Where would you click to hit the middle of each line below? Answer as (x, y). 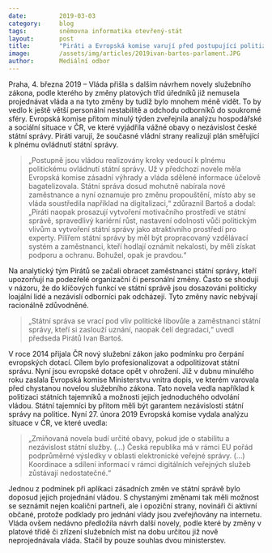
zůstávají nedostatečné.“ (70, 473)
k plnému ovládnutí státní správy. (64, 144)
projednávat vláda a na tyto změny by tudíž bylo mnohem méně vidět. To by (135, 101)
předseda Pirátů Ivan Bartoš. (76, 338)
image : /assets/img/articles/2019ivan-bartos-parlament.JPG (125, 54)
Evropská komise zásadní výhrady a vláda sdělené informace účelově (144, 177)
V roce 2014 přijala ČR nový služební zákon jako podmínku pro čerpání (126, 354)
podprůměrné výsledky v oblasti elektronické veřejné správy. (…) (136, 456)
